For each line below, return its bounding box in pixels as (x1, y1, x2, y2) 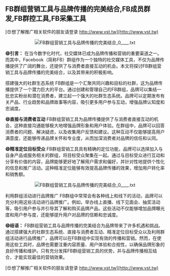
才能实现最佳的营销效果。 (14, 254, 67, 260)
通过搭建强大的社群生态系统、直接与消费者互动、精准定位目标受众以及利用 (5, 228, 160, 234)
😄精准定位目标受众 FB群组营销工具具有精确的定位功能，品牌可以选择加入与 (5, 146, 163, 152)
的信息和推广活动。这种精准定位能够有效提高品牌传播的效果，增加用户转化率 (5, 165, 165, 171)
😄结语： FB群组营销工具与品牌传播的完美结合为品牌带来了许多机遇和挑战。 (5, 222, 163, 228)
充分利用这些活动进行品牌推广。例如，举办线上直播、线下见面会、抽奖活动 (5, 199, 160, 205)
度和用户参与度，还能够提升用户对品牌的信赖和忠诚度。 (5, 212, 120, 218)
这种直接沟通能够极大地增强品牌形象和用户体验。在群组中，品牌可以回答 (14, 122, 165, 128)
